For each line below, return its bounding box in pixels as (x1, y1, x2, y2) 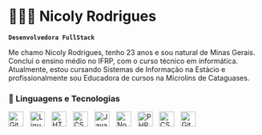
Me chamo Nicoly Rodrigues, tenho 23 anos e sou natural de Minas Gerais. (8, 47, 256, 57)
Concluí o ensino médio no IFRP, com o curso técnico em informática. (8, 56, 239, 66)
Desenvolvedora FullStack (8, 34, 95, 42)
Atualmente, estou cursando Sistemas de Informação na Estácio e (8, 64, 226, 74)
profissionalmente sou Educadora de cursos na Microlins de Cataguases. (8, 73, 250, 82)
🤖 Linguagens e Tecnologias (8, 93, 120, 104)
